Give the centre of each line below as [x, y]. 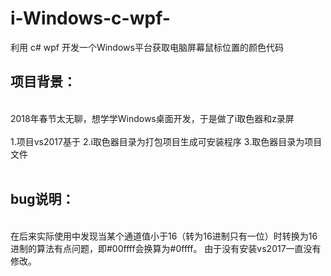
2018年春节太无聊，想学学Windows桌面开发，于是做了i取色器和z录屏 [152, 118]
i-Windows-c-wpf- [90, 18]
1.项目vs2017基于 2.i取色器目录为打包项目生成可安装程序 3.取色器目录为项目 [166, 141]
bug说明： [42, 199]
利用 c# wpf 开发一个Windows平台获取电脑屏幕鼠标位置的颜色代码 [147, 47]
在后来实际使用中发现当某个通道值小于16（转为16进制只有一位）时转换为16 [164, 236]
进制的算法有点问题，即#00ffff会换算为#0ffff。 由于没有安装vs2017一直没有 [166, 248]
